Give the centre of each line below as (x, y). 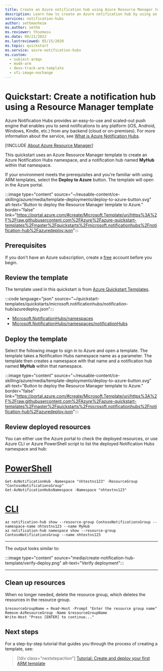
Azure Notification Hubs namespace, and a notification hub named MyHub (80, 160)
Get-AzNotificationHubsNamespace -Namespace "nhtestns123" (66, 490)
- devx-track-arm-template (37, 68)
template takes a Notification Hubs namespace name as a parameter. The (78, 356)
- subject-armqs (26, 59)
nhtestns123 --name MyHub (64, 526)
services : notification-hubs (34, 18)
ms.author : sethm (23, 28)
